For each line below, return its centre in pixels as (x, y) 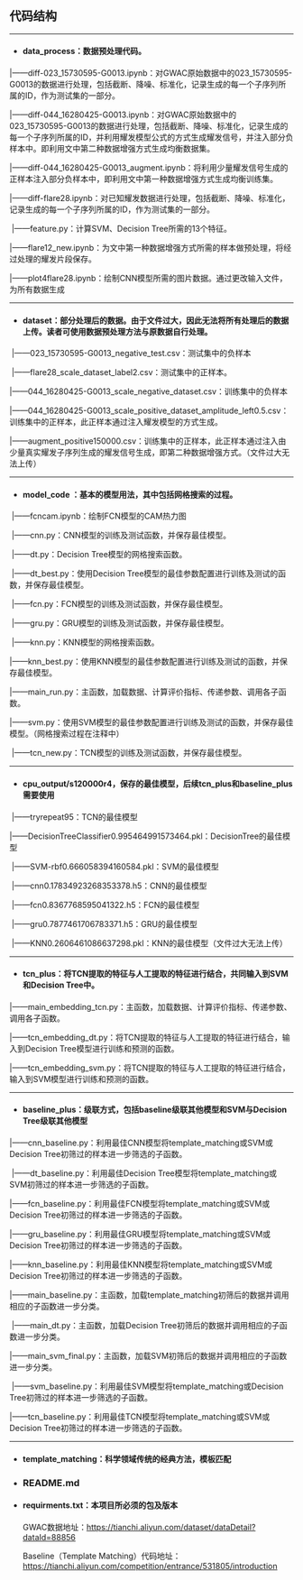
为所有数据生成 (37, 289)
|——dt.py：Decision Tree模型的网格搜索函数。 (99, 555)
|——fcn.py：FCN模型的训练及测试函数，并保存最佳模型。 (119, 604)
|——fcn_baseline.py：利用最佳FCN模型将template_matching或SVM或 (140, 1204)
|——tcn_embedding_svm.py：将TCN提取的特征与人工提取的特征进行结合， (150, 1068)
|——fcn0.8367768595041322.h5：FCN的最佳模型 (106, 905)
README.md (51, 1483)
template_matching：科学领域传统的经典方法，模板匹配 (127, 1458)
